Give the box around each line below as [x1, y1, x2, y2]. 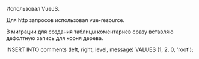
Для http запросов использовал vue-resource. [6, 17, 125, 23]
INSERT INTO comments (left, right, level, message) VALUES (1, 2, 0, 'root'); [6, 46, 194, 53]
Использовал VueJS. [6, 5, 60, 12]
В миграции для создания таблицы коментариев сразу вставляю [6, 28, 174, 35]
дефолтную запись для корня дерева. [6, 35, 103, 41]
